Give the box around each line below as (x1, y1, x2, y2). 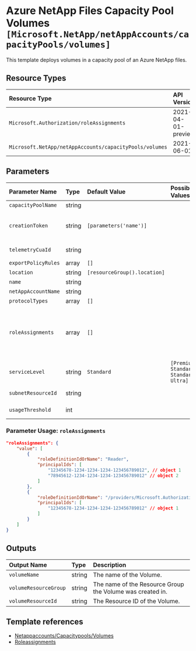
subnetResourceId (9, 390, 57, 396)
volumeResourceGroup (9, 584, 66, 591)
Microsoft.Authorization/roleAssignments (9, 119, 126, 126)
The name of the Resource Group (93, 580, 185, 588)
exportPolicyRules (9, 259, 60, 266)
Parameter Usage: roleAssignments (6, 427, 106, 435)
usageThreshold (9, 407, 51, 413)
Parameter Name (9, 187, 57, 195)
